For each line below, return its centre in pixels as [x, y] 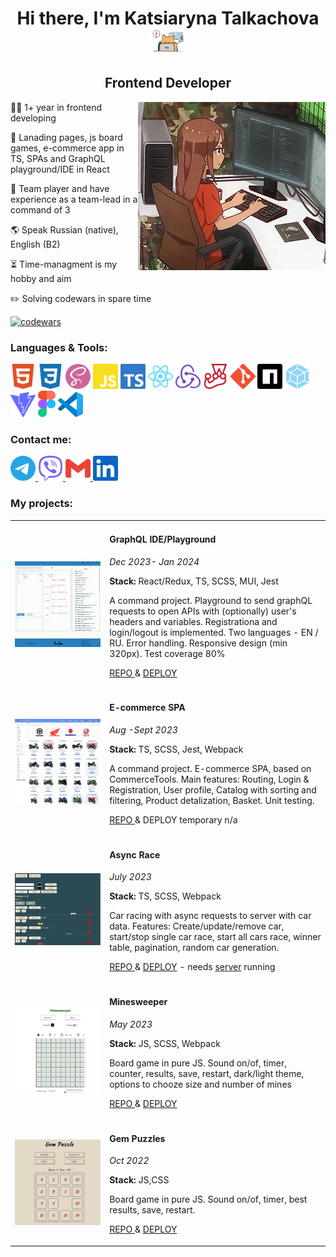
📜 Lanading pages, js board [66, 137]
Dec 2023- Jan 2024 [154, 561]
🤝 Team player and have [60, 188]
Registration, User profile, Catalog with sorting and [213, 789]
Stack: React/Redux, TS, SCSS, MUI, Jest [194, 581]
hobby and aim [41, 278]
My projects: [42, 504]
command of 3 [40, 209]
